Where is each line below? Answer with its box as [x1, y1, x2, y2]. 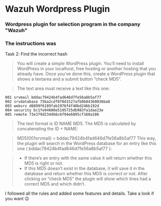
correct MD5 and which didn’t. [24, 181, 86, 187]
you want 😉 [5, 196, 29, 202]
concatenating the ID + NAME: [17, 126, 79, 132]
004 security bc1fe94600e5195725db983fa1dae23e [5, 108, 104, 113]
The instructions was [5, 40, 57, 47]
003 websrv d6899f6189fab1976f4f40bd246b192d [5, 103, 99, 108]
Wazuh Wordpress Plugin [5, 3, 110, 15]
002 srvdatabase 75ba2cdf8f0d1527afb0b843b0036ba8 [5, 99, 110, 104]
